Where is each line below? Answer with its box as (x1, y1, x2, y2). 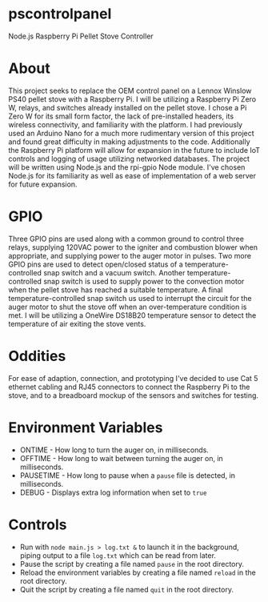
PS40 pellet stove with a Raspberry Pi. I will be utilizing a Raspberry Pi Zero (8, 94, 257, 104)
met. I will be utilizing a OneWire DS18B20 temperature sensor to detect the (8, 310, 257, 320)
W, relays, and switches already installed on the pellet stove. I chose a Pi (8, 102, 247, 112)
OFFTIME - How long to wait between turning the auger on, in (19, 453, 224, 463)
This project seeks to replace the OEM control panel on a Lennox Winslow (8, 86, 252, 95)
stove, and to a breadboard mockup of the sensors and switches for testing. (8, 390, 258, 400)
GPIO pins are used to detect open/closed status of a (8, 259, 184, 269)
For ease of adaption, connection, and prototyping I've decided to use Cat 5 (8, 373, 258, 383)
